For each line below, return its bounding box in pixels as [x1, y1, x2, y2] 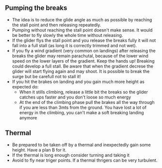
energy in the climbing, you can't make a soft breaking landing [19, 109, 144, 116]
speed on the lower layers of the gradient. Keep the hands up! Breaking [12, 58, 155, 64]
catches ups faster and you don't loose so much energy [19, 94, 131, 100]
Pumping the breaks [5, 4, 67, 12]
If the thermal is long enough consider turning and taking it [12, 152, 130, 158]
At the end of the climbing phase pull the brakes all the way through [19, 99, 155, 105]
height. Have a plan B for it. [12, 147, 67, 152]
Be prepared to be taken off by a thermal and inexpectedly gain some [12, 142, 151, 148]
